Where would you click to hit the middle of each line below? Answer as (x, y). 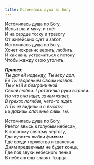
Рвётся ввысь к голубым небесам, (41, 126)
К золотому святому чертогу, (36, 131)
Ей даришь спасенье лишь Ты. (37, 111)
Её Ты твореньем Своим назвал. (39, 80)
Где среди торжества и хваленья (40, 142)
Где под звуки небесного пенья (38, 152)
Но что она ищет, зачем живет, (37, 96)
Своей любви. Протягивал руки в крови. (47, 90)
